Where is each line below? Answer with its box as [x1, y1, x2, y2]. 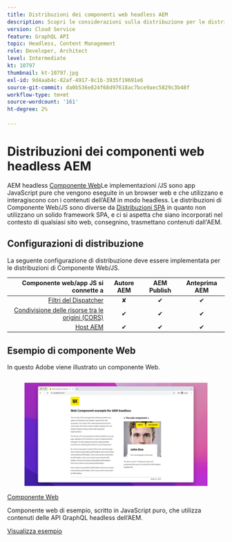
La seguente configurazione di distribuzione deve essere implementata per [7, 256, 221, 264]
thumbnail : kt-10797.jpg [7, 69, 79, 76]
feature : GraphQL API [7, 33, 70, 40]
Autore [113, 279, 135, 287]
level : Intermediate [7, 55, 67, 62]
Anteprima [186, 279, 217, 287]
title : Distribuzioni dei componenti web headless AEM [7, 11, 168, 18]
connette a [72, 287, 104, 295]
